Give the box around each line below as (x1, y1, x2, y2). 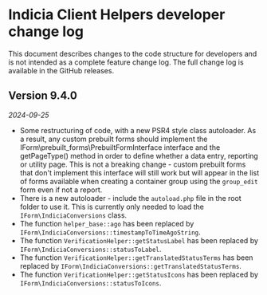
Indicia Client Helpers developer (8, 6, 226, 24)
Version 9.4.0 (8, 89, 77, 103)
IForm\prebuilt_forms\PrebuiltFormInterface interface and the (19, 142, 221, 152)
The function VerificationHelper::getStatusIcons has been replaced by (19, 269, 259, 279)
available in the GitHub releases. (8, 65, 114, 75)
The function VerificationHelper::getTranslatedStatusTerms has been (19, 253, 253, 262)
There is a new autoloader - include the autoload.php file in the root (19, 193, 241, 203)
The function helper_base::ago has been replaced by (19, 218, 194, 228)
